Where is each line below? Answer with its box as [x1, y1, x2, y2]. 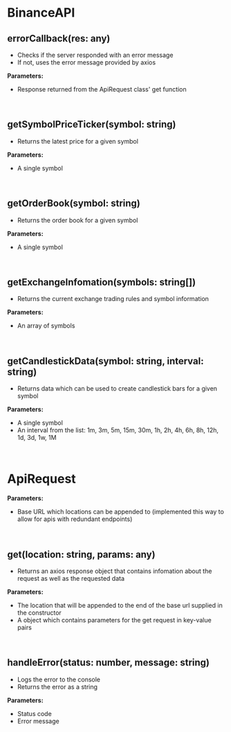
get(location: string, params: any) [7, 548, 156, 560]
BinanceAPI [7, 5, 75, 21]
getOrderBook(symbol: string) [7, 198, 140, 210]
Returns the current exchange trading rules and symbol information [17, 295, 210, 303]
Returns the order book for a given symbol [17, 216, 138, 224]
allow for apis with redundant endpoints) [17, 515, 133, 523]
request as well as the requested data [17, 574, 124, 582]
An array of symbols [17, 321, 75, 330]
